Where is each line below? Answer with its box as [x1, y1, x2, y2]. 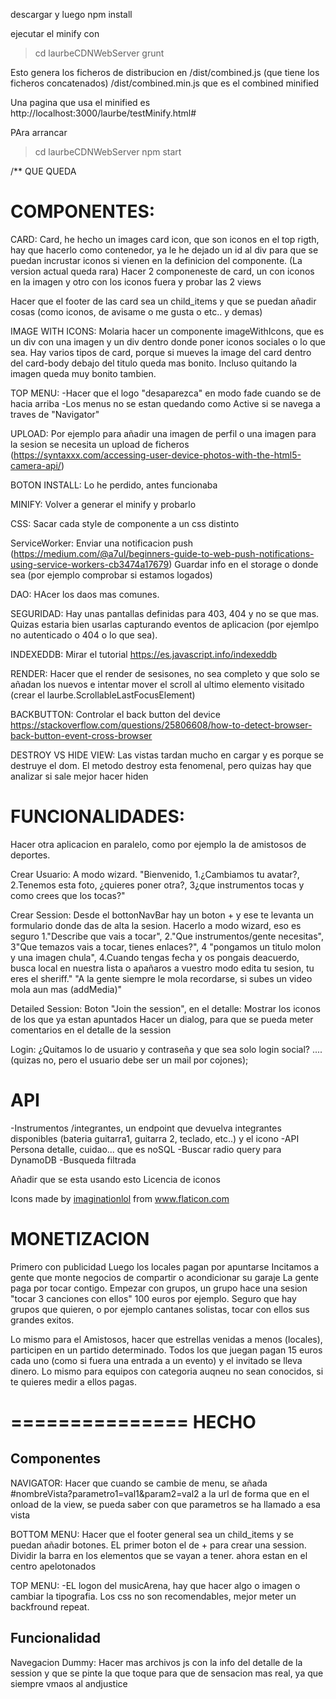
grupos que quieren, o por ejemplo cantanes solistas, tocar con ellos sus [10, 1303, 310, 1315]
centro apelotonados [10, 1560, 97, 1572]
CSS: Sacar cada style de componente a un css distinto [10, 517, 240, 529]
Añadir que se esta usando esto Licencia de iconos [10, 1173, 221, 1185]
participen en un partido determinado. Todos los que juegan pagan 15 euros [10, 1344, 323, 1356]
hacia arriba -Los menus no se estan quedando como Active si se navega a [10, 397, 321, 409]
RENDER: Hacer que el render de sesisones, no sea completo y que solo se [10, 667, 321, 679]
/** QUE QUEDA [10, 165, 77, 177]
